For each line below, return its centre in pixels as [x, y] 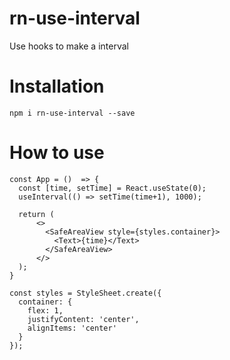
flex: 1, [45, 310]
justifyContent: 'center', [83, 319]
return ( [36, 214]
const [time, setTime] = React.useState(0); [112, 188]
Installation [57, 86]
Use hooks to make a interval [69, 46]
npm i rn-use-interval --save [72, 113]
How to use [57, 153]
